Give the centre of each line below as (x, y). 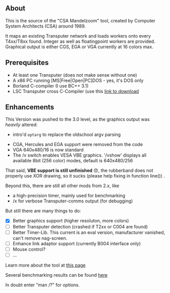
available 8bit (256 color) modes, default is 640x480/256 (73, 161)
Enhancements (30, 107)
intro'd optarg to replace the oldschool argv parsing (67, 135)
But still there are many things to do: (43, 211)
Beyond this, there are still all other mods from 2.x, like (62, 186)
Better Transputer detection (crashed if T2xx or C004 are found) (80, 226)
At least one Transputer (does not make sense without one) (75, 75)
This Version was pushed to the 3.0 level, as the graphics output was (78, 120)
